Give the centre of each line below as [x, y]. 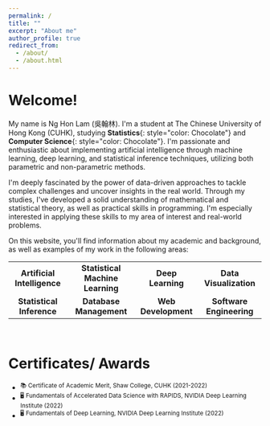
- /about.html [39, 61]
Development [166, 311]
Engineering [230, 311]
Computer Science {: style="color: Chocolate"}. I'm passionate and [119, 141]
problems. [25, 225]
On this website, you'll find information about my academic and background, [135, 240]
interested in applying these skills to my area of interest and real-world [125, 216]
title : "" [25, 23]
